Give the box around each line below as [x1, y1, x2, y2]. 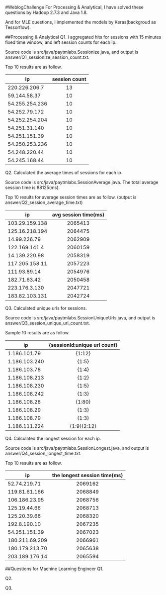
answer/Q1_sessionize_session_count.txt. [5, 54, 89, 60]
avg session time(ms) [52, 211, 104, 218]
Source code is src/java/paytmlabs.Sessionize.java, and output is [5, 49, 139, 55]
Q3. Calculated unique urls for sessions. [5, 305, 87, 311]
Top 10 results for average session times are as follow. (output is [5, 194, 137, 200]
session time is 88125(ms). [5, 185, 60, 191]
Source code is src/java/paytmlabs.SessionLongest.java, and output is [5, 445, 149, 451]
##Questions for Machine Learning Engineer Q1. [5, 566, 104, 572]
